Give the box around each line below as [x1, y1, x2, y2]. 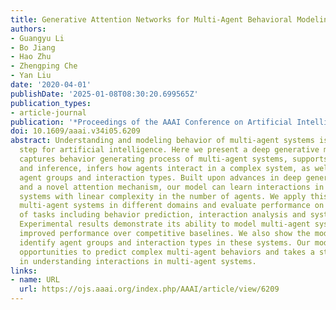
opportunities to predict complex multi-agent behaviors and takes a [19, 247, 315, 257]
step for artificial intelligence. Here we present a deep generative [19, 145, 320, 155]
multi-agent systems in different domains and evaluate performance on [19, 201, 325, 211]
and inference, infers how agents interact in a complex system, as [19, 163, 311, 173]
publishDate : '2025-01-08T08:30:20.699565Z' [10, 89, 199, 99]
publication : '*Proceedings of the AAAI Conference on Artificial [10, 117, 293, 127]
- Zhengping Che [10, 61, 78, 71]
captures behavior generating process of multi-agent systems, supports [19, 154, 329, 164]
